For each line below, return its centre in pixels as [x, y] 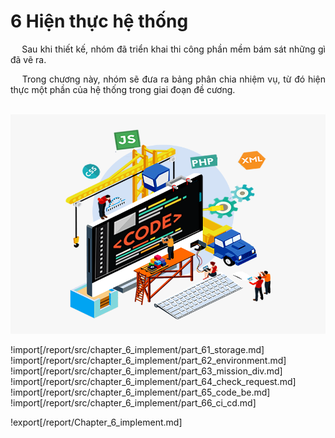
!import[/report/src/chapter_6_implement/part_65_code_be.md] [140, 392]
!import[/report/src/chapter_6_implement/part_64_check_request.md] [153, 381]
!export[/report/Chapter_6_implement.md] [96, 422]
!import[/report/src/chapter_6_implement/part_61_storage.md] [137, 349]
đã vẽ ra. [28, 59]
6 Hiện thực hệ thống [99, 21]
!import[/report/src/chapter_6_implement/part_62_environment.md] [148, 360]
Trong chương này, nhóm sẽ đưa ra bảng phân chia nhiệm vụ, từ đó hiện [173, 79]
